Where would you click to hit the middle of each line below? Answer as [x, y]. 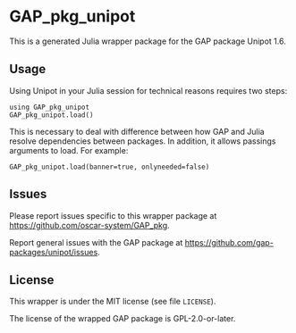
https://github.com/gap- [229, 242]
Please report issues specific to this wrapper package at [113, 215]
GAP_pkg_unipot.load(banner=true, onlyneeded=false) [110, 167]
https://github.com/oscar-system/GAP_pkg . [89, 225]
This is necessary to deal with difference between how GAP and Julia [137, 131]
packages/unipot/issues [54, 252]
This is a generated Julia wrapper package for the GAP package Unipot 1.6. [148, 41]
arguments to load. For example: [69, 150]
